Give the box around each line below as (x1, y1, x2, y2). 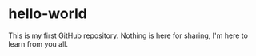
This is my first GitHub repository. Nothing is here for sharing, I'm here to (8, 31, 248, 40)
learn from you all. (8, 39, 68, 48)
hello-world (8, 5, 88, 23)
